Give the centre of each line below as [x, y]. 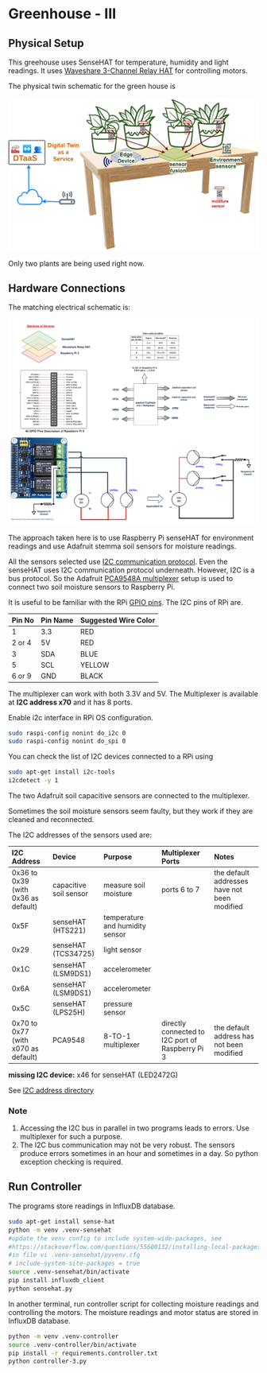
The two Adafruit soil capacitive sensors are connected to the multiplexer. [129, 796]
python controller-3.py [48, 1361]
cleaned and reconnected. [51, 820]
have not [228, 889]
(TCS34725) [74, 954]
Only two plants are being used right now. [76, 263]
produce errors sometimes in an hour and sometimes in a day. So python [139, 1154]
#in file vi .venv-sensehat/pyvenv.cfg [74, 1255]
